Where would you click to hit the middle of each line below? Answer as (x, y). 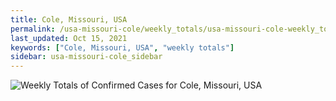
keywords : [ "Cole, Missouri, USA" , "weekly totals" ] (122, 47)
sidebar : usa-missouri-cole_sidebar (86, 57)
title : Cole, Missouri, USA (69, 19)
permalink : (33, 29)
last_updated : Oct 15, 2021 (69, 38)
